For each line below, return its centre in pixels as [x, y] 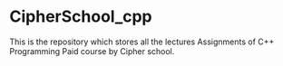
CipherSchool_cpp [81, 17]
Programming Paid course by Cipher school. [92, 51]
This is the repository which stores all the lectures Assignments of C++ [142, 42]
